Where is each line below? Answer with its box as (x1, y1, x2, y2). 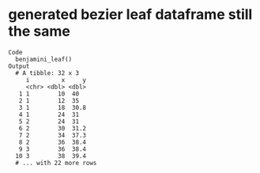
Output (8, 62, 30, 70)
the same (8, 22, 71, 40)
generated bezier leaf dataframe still (8, 6, 253, 24)
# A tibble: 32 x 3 (15, 69, 80, 77)
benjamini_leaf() (15, 55, 73, 63)
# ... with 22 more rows (15, 159, 97, 167)
